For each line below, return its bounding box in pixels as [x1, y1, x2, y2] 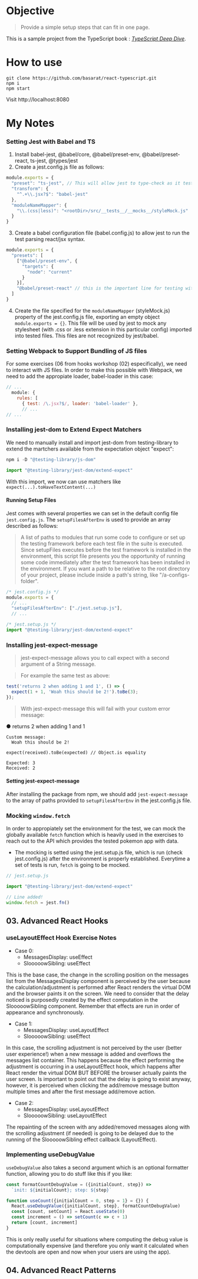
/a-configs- [161, 571, 190, 578]
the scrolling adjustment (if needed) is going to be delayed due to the [6, 1129, 174, 1136]
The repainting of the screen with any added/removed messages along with [6, 1123, 190, 1130]
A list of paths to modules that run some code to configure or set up [20, 534, 186, 541]
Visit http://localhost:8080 [6, 96, 70, 103]
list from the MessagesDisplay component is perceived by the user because [6, 977, 191, 984]
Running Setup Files [6, 497, 57, 504]
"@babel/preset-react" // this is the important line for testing [16, 285, 183, 291]
